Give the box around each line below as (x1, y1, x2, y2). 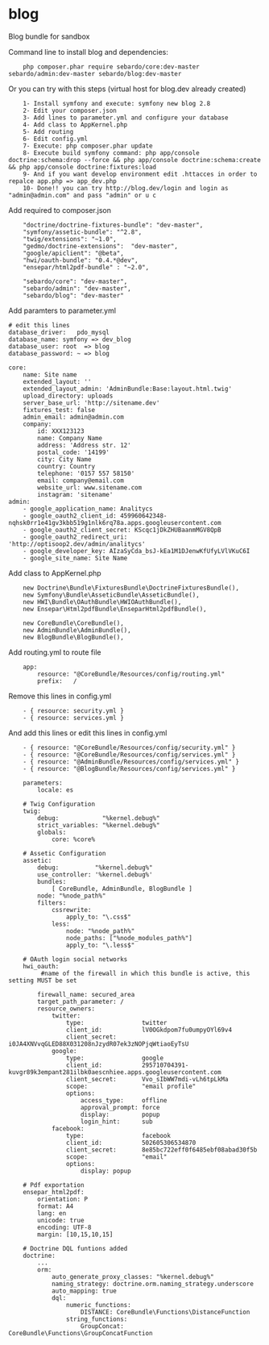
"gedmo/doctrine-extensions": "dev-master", (23, 242, 179, 250)
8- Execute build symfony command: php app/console (23, 148, 200, 157)
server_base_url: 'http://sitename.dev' (23, 398, 160, 407)
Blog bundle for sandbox (8, 31, 90, 41)
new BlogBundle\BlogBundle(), (23, 633, 125, 641)
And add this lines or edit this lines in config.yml (8, 727, 168, 738)
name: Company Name (37, 434, 103, 442)
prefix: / (37, 677, 78, 685)
